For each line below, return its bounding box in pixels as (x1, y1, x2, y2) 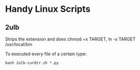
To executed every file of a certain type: (5, 51, 87, 57)
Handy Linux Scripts (5, 3, 91, 15)
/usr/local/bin (5, 41, 33, 47)
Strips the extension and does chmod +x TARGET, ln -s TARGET (5, 36, 136, 42)
